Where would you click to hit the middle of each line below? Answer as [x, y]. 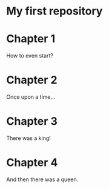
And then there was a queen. [42, 179]
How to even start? [30, 56]
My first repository [54, 11]
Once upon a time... [31, 97]
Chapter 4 [32, 163]
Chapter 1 [31, 39]
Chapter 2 [32, 80]
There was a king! [29, 138]
